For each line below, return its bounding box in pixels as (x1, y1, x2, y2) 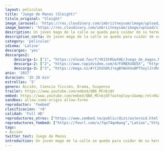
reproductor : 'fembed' (5, 102, 51, 107)
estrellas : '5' (5, 79, 36, 84)
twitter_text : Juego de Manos (5, 134, 67, 139)
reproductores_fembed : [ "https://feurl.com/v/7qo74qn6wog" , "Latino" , (5, 120, 150, 125)
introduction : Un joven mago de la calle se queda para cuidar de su (5, 138, 150, 144)
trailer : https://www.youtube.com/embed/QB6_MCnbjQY (5, 89, 115, 94)
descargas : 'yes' (5, 48, 41, 53)
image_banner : (5, 25, 34, 30)
